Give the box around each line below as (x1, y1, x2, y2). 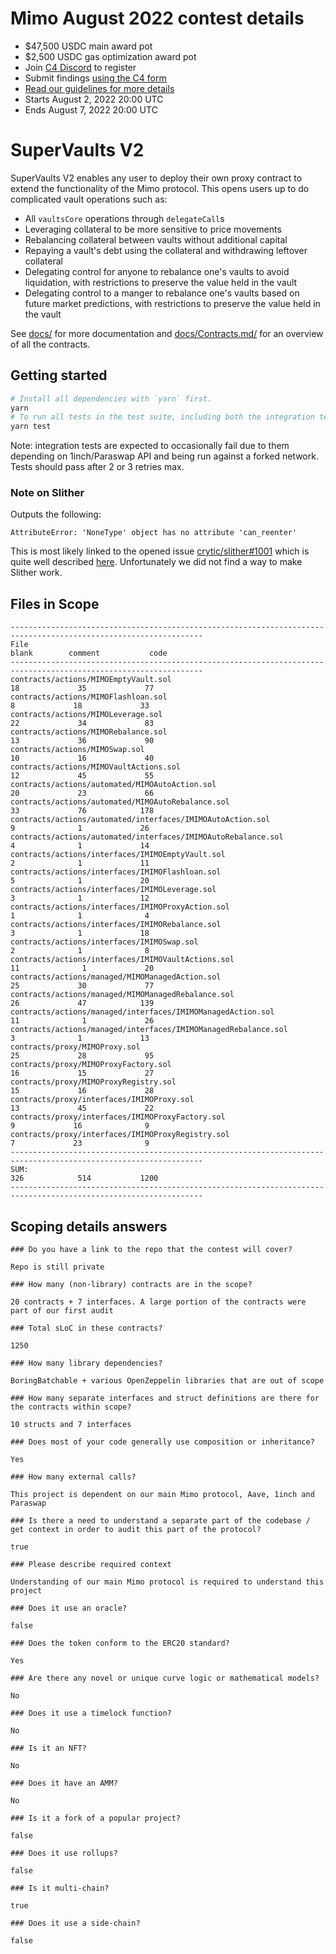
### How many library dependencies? (10, 1358, 163, 1369)
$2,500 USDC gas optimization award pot (24, 50, 197, 62)
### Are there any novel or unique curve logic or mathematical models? (10, 1673, 320, 1684)
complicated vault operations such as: (10, 193, 168, 205)
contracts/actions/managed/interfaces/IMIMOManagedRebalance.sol (10, 1025, 288, 1035)
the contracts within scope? (10, 1402, 132, 1412)
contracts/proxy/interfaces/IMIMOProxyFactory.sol (10, 1112, 226, 1122)
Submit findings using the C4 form (24, 72, 167, 84)
